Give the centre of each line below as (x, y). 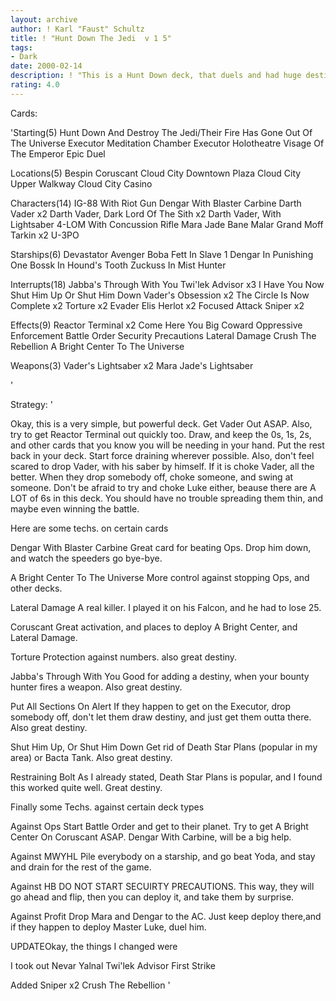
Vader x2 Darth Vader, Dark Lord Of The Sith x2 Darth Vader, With (146, 213)
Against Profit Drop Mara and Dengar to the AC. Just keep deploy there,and (166, 916)
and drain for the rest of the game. (81, 867)
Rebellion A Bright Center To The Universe (97, 346)
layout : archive (44, 19)
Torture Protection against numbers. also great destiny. (124, 657)
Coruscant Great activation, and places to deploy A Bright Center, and (154, 627)
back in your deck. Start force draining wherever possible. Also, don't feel (162, 455)
